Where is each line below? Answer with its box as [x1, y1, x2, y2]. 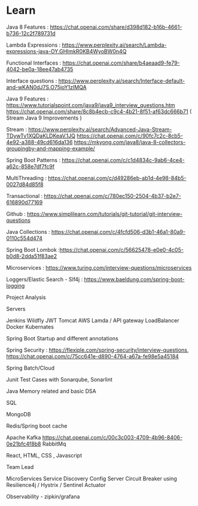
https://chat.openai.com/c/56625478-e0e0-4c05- [59, 246, 184, 253]
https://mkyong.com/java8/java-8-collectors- [74, 138, 186, 145]
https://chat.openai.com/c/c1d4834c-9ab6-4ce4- [62, 156, 185, 163]
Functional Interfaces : [6, 59, 62, 66]
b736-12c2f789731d [6, 29, 56, 36]
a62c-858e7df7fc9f [6, 163, 55, 170]
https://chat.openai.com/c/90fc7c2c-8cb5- [77, 132, 184, 139]
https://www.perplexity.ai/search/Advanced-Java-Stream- [28, 126, 172, 133]
